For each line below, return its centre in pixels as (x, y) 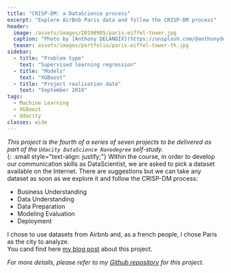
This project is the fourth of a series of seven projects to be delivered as (109, 142)
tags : (15, 97)
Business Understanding (52, 192)
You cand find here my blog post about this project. (80, 249)
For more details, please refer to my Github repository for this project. (106, 262)
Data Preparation (41, 206)
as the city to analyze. (38, 241)
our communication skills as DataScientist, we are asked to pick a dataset (111, 164)
